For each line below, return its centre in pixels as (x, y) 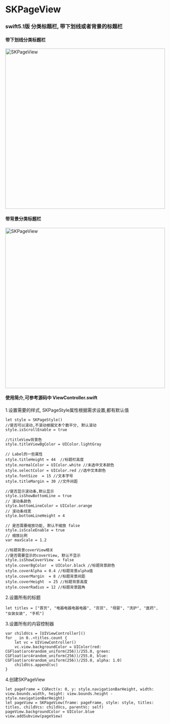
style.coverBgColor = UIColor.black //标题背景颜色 (60, 565)
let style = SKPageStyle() (34, 420)
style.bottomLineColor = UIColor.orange (49, 506)
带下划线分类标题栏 (26, 40)
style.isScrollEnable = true (36, 429)
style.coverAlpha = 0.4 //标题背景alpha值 (49, 571)
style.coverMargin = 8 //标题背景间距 (45, 576)
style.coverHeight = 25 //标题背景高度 (46, 582)
